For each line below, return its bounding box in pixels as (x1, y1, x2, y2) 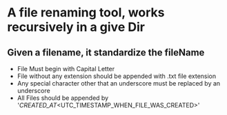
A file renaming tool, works (7, 5, 165, 21)
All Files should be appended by (17, 94, 109, 102)
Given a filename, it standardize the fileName (7, 47, 205, 58)
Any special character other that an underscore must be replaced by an (17, 79, 221, 87)
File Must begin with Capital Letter (17, 65, 115, 73)
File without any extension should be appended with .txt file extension (17, 72, 217, 80)
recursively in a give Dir (7, 19, 145, 35)
